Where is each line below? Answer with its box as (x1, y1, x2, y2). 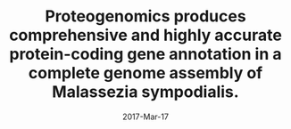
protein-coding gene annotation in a (9, 44, 282, 64)
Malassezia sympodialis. (52, 82, 239, 102)
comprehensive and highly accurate (8, 25, 283, 45)
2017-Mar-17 (121, 111, 170, 122)
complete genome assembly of (28, 63, 263, 84)
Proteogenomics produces (44, 6, 247, 27)
